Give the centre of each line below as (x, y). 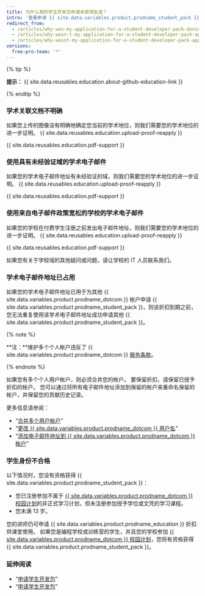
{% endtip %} (23, 94)
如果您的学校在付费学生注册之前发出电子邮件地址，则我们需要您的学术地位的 (103, 228)
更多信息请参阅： (28, 408)
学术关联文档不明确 (34, 110)
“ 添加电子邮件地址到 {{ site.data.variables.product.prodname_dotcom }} (105, 436)
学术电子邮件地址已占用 (41, 277)
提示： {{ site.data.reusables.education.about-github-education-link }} (95, 81)
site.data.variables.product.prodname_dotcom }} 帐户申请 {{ (82, 299)
